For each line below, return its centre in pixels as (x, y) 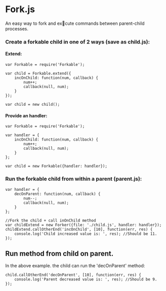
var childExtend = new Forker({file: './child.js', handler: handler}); (84, 225)
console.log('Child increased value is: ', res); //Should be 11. (86, 234)
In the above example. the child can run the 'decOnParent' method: (75, 266)
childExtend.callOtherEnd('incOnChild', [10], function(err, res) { (79, 229)
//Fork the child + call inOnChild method (51, 220)
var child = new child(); (32, 105)
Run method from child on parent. (59, 253)
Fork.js (20, 9)
